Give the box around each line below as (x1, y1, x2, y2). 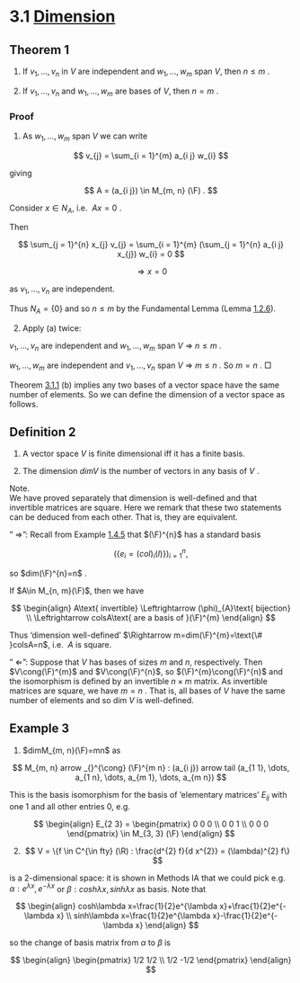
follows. (9, 398, 39, 409)
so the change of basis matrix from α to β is (9, 937, 171, 948)
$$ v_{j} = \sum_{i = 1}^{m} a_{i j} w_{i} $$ (73, 150, 229, 161)
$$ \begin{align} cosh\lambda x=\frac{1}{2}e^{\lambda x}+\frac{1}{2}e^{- (14, 901, 287, 912)
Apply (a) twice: (22, 323, 82, 334)
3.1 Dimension (9, 6, 116, 27)
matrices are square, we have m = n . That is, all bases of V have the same (9, 685, 286, 696)
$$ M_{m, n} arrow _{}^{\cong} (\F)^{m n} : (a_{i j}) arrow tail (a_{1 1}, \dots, (12, 762, 290, 773)
